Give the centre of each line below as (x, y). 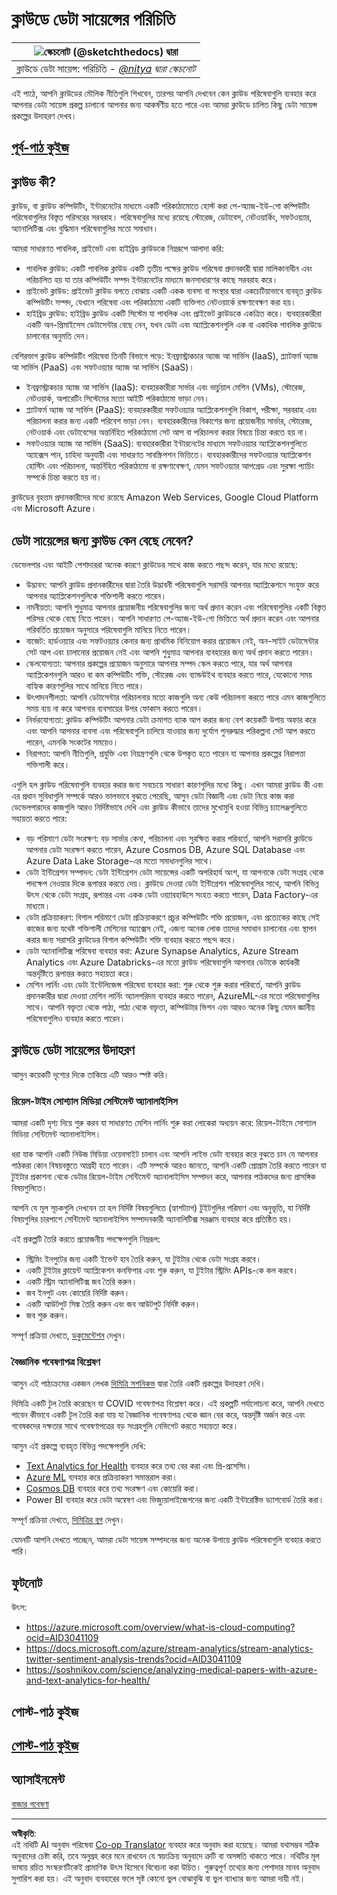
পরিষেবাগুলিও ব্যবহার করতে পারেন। (75, 1018)
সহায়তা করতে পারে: (39, 818)
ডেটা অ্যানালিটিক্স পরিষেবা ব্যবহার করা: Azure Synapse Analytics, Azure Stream (162, 950)
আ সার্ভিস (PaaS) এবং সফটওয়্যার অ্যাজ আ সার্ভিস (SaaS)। (103, 367)
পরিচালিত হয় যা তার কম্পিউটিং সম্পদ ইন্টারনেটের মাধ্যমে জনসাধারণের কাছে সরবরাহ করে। (152, 280)
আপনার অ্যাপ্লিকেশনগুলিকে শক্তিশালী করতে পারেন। (96, 595)
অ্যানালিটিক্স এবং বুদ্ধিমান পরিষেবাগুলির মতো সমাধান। (85, 229)
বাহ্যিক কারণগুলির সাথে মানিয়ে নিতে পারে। (85, 685)
